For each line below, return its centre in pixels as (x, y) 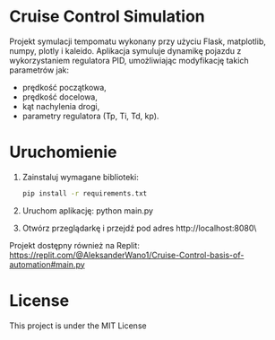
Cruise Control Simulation (107, 17)
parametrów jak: (39, 70)
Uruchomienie (63, 152)
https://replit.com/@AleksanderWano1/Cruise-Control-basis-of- (127, 255)
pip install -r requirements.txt (85, 193)
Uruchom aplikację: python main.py (88, 210)
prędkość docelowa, (60, 97)
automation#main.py (47, 264)
